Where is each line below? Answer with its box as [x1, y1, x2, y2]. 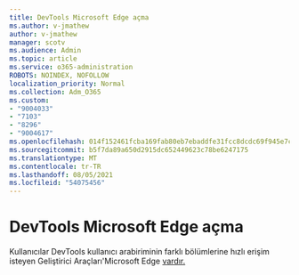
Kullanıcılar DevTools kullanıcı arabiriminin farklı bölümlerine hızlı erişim [9, 247, 270, 257]
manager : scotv [9, 37, 66, 47]
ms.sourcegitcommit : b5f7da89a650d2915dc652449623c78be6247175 [9, 145, 249, 154]
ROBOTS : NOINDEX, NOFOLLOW [9, 71, 109, 80]
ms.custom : [9, 95, 50, 105]
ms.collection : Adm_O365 [9, 87, 101, 96]
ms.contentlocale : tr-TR [9, 162, 101, 171]
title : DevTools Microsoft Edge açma [9, 12, 149, 22]
